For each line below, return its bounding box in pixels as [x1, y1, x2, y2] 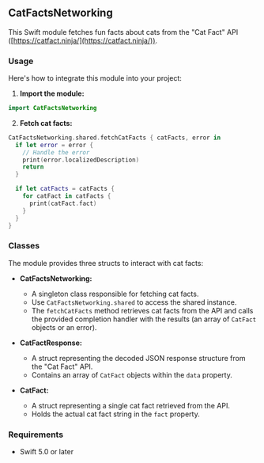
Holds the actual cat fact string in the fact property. [31, 409, 200, 419]
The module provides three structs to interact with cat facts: [8, 258, 204, 268]
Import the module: [19, 89, 85, 98]
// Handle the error [22, 148, 90, 157]
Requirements [8, 429, 64, 440]
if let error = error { [15, 141, 93, 149]
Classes [8, 241, 40, 252]
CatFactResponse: [19, 338, 83, 347]
